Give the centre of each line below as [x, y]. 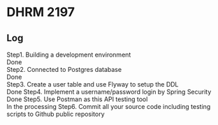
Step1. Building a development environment [69, 54]
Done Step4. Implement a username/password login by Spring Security [109, 92]
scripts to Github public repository [56, 114]
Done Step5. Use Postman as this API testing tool [77, 99]
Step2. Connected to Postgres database [64, 69]
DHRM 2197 [41, 12]
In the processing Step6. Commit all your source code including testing [109, 106]
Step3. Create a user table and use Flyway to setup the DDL [93, 84]
